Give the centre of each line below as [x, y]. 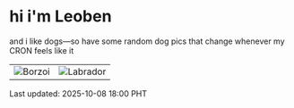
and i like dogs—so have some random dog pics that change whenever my [147, 41]
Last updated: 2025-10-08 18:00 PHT [78, 93]
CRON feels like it [42, 50]
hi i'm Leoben [61, 17]
